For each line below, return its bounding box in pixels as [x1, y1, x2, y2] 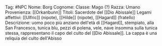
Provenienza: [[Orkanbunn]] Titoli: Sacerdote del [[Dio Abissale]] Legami [5, 9, 152, 15]
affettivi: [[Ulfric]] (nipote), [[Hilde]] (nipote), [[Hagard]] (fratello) [5, 15, 135, 20]
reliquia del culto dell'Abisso [5, 35, 62, 41]
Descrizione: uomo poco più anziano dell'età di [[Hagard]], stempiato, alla [5, 20, 154, 25]
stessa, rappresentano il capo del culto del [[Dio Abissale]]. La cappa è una [5, 30, 157, 36]
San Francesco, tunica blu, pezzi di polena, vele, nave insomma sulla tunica [5, 25, 158, 31]
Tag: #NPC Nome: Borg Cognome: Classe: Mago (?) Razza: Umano [5, 4, 141, 10]
